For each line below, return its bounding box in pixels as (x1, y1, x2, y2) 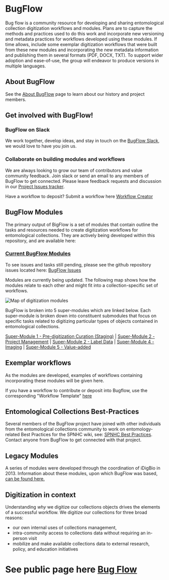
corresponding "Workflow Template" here (5, 393, 92, 399)
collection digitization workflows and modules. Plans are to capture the (5, 25, 153, 31)
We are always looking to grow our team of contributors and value (5, 167, 143, 173)
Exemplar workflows (5, 359, 72, 367)
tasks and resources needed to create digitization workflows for (5, 226, 138, 233)
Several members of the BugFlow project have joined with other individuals (5, 421, 161, 427)
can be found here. (5, 476, 45, 482)
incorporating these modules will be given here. (5, 377, 104, 383)
